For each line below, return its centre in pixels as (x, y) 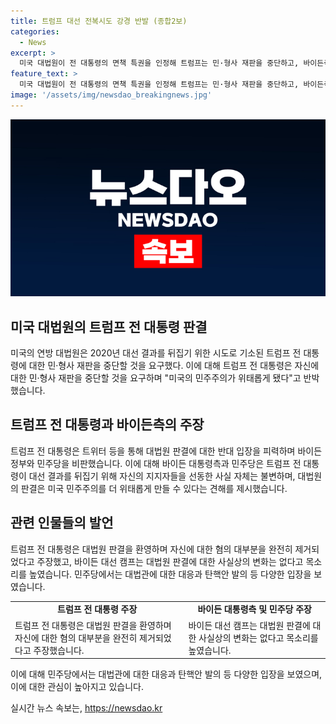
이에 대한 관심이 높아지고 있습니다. (77, 687)
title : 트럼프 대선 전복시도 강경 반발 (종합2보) (99, 21)
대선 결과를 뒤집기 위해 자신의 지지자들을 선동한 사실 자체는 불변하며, (162, 476)
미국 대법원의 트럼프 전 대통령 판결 (109, 326)
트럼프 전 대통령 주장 (97, 609)
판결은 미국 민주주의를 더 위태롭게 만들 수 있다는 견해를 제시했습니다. (154, 488)
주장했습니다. (59, 650)
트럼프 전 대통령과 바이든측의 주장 (107, 425)
